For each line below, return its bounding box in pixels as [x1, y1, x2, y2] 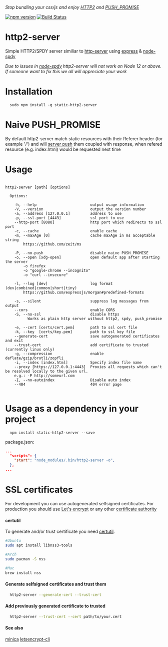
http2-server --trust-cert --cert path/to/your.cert [9, 614, 122, 619]
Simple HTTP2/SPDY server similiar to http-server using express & [5, 48, 142, 54]
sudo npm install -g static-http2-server [9, 102, 97, 107]
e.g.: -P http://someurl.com [14, 373, 75, 378]
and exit [5, 338, 23, 343]
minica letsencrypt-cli [5, 636, 50, 642]
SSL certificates [5, 484, 73, 495]
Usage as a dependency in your [5, 403, 139, 414]
